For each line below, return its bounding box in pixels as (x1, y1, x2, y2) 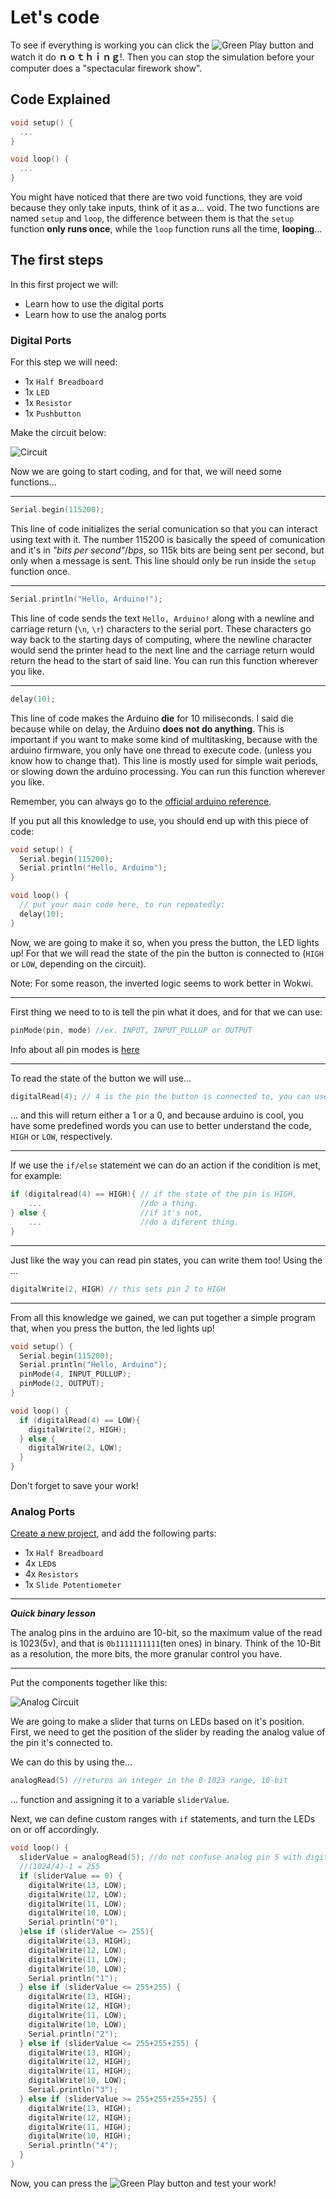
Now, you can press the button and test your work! (10, 2177, 277, 2189)
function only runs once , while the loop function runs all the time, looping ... (10, 223, 323, 235)
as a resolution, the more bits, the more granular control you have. (10, 1648, 283, 1660)
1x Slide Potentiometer (24, 1579, 122, 1591)
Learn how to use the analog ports (24, 308, 167, 320)
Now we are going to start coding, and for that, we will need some (10, 466, 282, 478)
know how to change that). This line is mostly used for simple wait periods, (10, 754, 319, 766)
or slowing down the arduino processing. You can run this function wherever (10, 765, 326, 777)
